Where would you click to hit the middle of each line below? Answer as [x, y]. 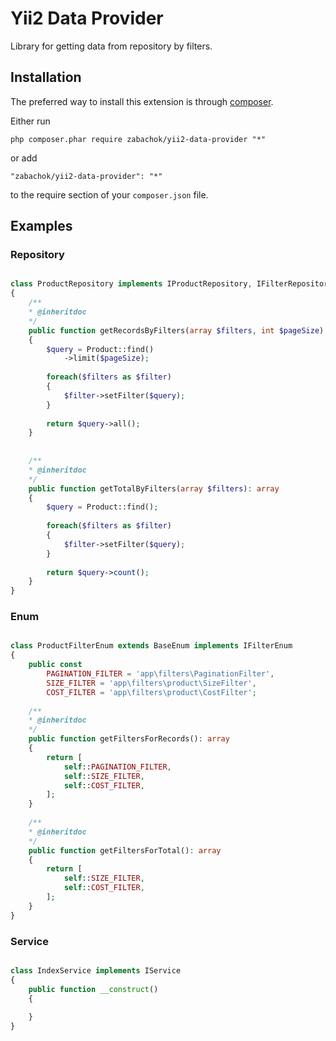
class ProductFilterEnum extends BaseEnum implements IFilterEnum [151, 646]
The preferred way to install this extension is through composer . [142, 101]
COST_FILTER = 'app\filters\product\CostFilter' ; [151, 692]
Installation [46, 77]
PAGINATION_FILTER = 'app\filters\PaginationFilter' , [160, 674]
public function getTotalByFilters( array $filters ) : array [154, 488]
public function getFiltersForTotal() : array [125, 850]
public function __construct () [93, 989]
